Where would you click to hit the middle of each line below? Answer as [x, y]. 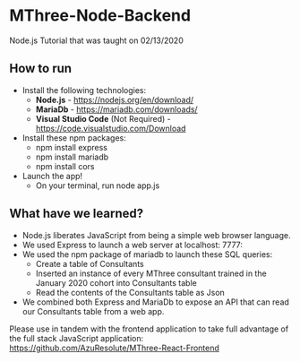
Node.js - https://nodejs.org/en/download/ [115, 99]
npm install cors [65, 166]
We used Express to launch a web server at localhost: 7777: [133, 245]
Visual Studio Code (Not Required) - [103, 118]
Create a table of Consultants [90, 263]
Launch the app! [52, 176]
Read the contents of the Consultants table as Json [130, 292]
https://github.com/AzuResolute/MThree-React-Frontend [114, 348]
